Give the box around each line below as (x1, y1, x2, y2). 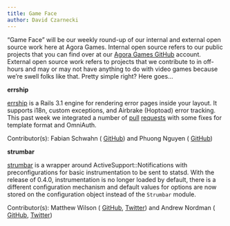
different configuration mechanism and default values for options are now (7, 183, 217, 191)
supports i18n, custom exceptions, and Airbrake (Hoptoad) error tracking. (7, 106, 216, 114)
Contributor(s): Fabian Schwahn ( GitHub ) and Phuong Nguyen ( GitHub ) (7, 134, 213, 142)
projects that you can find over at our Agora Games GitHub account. (7, 50, 202, 59)
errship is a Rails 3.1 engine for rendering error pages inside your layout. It (7, 99, 218, 107)
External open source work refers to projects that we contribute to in (7, 57, 202, 65)
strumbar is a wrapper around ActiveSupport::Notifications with (7, 161, 188, 169)
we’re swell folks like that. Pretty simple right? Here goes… (7, 72, 174, 80)
